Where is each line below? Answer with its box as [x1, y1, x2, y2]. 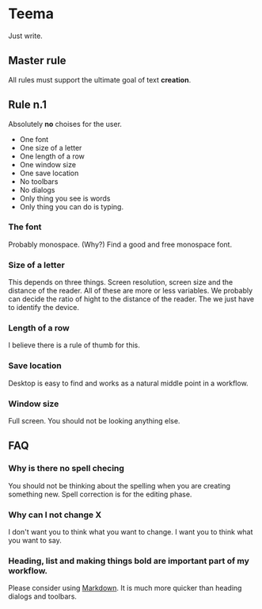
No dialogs [19, 185, 55, 194]
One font [19, 134, 49, 144]
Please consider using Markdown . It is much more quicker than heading [8, 584, 242, 593]
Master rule [8, 54, 66, 67]
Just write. [8, 31, 44, 40]
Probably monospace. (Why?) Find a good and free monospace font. [8, 239, 232, 249]
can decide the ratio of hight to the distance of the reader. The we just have [8, 294, 255, 304]
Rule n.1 [8, 98, 47, 112]
